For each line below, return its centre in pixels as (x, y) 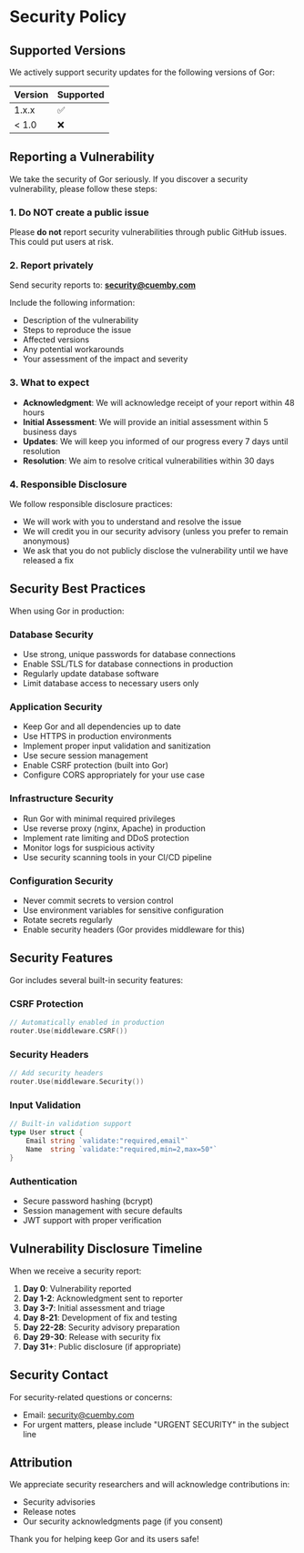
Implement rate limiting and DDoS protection (106, 837)
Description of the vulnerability (81, 320)
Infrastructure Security (61, 798)
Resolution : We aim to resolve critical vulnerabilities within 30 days (148, 461)
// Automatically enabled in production (87, 1023)
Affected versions (56, 340)
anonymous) (46, 541)
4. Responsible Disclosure (68, 484)
